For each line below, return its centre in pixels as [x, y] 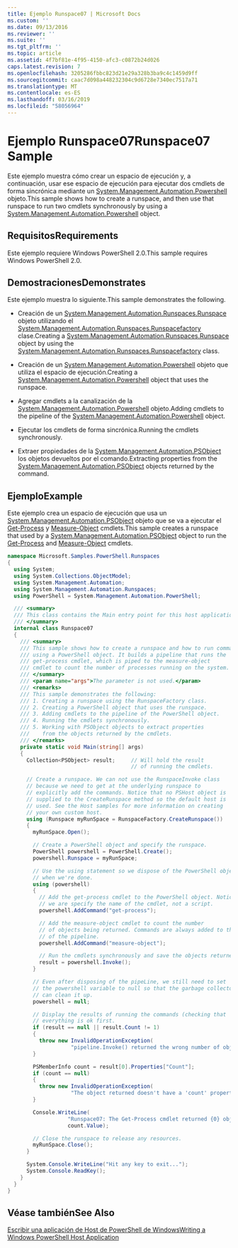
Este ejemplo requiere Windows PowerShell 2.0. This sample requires [108, 253]
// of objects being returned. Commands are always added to [131, 930]
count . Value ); [89, 1125]
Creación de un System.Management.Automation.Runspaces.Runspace [122, 313]
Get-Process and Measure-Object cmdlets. [70, 544]
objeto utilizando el [45, 321]
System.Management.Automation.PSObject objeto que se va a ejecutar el [114, 521]
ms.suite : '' [27, 40]
